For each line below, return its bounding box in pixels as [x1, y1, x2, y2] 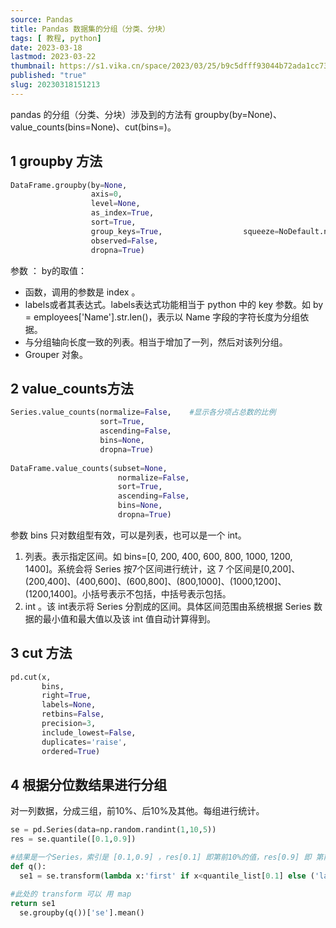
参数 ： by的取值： [10, 264, 88, 276]
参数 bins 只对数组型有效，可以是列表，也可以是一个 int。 [10, 529, 247, 541]
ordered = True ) [41, 746, 101, 756]
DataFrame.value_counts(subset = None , [10, 463, 168, 473]
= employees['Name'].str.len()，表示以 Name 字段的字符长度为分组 [24, 311, 301, 323]
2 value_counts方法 [10, 380, 134, 397]
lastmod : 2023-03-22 [10, 52, 97, 62]
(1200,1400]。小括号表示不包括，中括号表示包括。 [24, 587, 232, 600]
